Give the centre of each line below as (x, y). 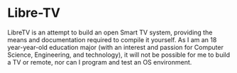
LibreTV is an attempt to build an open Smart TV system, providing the (110, 32)
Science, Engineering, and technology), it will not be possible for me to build (119, 55)
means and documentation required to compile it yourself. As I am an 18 (112, 39)
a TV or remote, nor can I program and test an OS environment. (100, 62)
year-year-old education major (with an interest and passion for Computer (115, 47)
